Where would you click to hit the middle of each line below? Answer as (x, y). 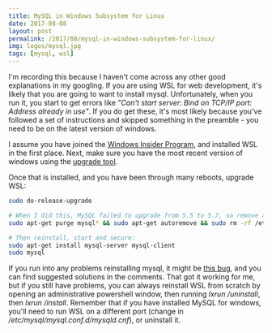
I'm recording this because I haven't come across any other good (117, 77)
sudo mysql (27, 253)
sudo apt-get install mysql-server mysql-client (92, 245)
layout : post (30, 31)
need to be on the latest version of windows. (83, 128)
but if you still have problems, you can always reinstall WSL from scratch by (134, 286)
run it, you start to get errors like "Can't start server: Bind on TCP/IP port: (130, 103)
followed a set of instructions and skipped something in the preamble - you (134, 120)
